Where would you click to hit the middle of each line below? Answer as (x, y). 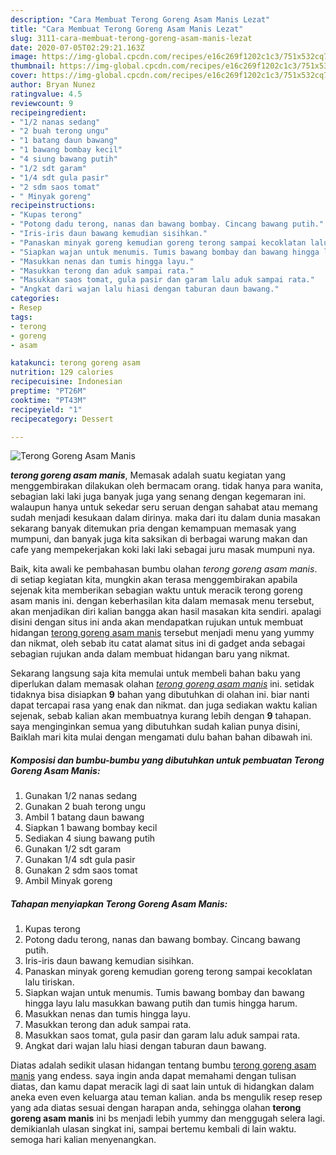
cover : (24, 76)
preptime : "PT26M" (48, 391)
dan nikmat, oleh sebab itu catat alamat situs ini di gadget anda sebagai (158, 643)
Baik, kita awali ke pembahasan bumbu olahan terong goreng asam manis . (164, 569)
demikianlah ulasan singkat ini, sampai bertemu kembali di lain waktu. (153, 1129)
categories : (35, 299)
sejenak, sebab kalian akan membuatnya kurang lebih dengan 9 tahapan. (161, 716)
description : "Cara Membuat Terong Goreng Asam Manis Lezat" (140, 19)
